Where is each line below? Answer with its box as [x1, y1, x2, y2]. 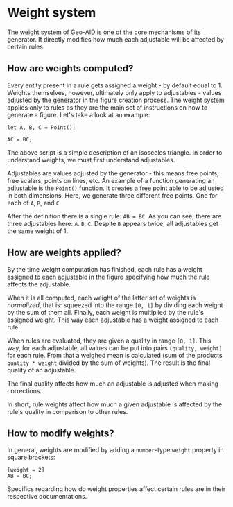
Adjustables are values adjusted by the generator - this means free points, [7, 169, 220, 178]
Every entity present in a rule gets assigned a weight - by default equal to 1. [7, 81, 223, 89]
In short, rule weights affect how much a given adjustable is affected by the [7, 400, 223, 409]
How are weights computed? [7, 62, 134, 74]
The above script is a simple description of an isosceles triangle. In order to [7, 148, 223, 157]
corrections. [7, 386, 42, 395]
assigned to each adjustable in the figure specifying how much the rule [7, 273, 210, 281]
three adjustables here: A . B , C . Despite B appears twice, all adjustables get [7, 219, 218, 227]
